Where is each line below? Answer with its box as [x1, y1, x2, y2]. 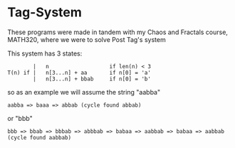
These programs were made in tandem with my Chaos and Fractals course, [7, 28, 228, 36]
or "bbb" [7, 114, 33, 122]
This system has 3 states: [7, 49, 83, 58]
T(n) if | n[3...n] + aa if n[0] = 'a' [7, 69, 152, 76]
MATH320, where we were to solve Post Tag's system [7, 35, 166, 43]
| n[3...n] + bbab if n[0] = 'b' [33, 75, 152, 83]
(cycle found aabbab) [7, 134, 72, 141]
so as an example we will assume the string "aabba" [7, 88, 161, 96]
